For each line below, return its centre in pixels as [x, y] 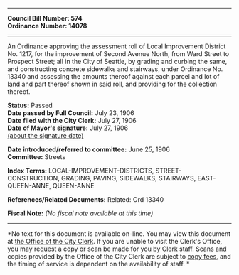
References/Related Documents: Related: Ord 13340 [86, 199]
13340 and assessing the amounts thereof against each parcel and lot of [113, 76]
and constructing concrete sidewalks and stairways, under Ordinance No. [115, 69]
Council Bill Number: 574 [45, 18]
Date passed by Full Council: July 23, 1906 [71, 113]
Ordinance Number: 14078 [47, 26]
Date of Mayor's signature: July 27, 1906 [68, 128]
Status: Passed [30, 105]
